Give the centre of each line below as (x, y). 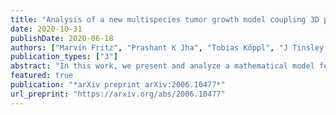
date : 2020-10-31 (46, 29)
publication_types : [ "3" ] (64, 57)
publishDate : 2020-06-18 (62, 38)
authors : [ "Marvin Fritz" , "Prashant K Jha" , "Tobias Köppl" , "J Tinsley (167, 47)
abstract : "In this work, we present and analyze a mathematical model (162, 66)
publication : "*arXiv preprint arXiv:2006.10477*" (118, 85)
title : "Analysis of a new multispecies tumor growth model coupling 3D (165, 19)
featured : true (42, 76)
